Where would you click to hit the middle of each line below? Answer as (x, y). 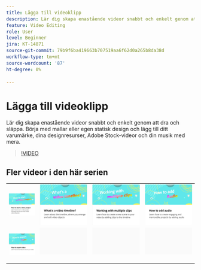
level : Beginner (26, 38)
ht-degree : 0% (24, 69)
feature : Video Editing (36, 25)
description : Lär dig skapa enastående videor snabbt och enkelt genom (97, 19)
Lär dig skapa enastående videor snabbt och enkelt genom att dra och (93, 123)
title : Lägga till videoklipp (44, 13)
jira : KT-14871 (25, 44)
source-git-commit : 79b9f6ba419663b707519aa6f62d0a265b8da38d (85, 51)
